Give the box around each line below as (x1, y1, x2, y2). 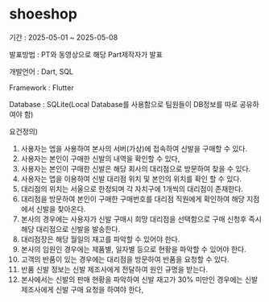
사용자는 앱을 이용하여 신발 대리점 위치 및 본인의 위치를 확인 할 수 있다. (20, 174, 242, 184)
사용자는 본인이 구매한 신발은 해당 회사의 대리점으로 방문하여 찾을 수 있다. (20, 163, 251, 173)
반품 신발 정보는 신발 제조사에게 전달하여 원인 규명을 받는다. (20, 264, 209, 274)
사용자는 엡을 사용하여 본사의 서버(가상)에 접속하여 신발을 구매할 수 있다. (20, 143, 248, 153)
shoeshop (9, 5, 77, 23)
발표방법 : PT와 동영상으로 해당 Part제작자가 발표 (9, 49, 163, 59)
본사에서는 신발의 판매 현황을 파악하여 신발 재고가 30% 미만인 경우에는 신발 (20, 275, 259, 284)
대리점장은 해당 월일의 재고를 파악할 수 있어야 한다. (20, 234, 180, 244)
